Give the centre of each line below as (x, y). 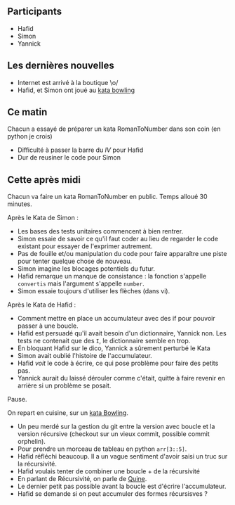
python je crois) (30, 136)
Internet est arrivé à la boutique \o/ (68, 82)
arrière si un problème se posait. (64, 385)
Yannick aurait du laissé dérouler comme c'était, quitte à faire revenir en (121, 378)
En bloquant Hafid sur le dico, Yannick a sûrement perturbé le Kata (114, 348)
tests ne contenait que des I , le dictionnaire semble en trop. (104, 341)
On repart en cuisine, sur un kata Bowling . (68, 413)
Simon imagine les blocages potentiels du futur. (86, 269)
